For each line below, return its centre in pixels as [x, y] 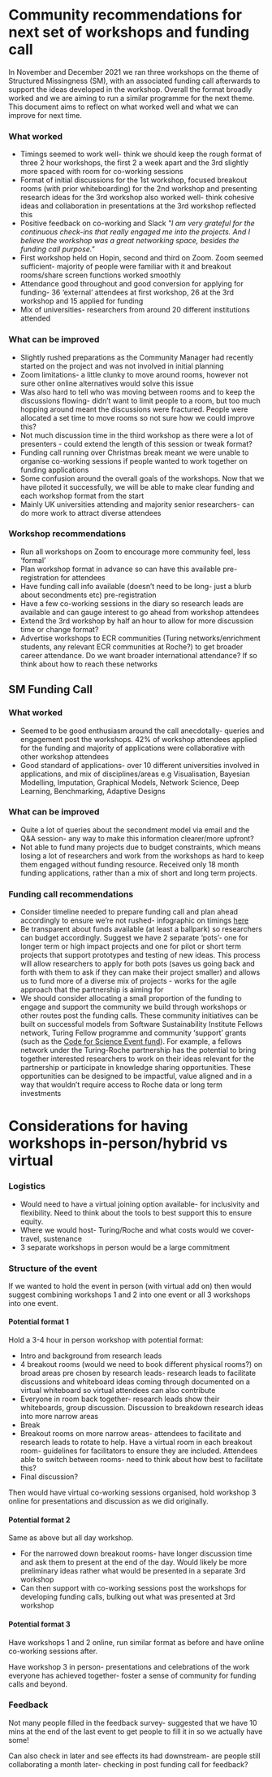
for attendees [83, 577]
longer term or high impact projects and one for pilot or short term [131, 946]
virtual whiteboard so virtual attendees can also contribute [118, 1391]
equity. [32, 1221]
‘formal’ [33, 560]
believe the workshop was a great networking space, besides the [130, 241]
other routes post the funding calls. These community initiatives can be [139, 1015]
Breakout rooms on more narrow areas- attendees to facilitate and [131, 1434]
